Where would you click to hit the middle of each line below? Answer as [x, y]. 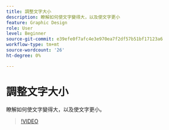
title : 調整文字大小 [29, 12]
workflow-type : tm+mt [33, 45]
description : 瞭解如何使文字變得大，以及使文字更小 [63, 17]
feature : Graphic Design [37, 22]
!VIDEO [29, 121]
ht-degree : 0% [24, 56]
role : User [20, 28]
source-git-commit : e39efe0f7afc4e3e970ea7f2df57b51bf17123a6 [84, 39]
